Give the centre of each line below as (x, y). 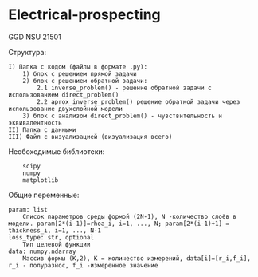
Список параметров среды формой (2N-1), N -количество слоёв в (130, 216)
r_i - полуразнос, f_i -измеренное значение (83, 265)
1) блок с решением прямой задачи (80, 73)
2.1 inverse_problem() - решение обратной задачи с (125, 88)
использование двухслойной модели (66, 109)
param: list (28, 209)
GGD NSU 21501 (35, 37)
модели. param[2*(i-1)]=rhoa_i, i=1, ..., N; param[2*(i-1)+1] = (119, 224)
